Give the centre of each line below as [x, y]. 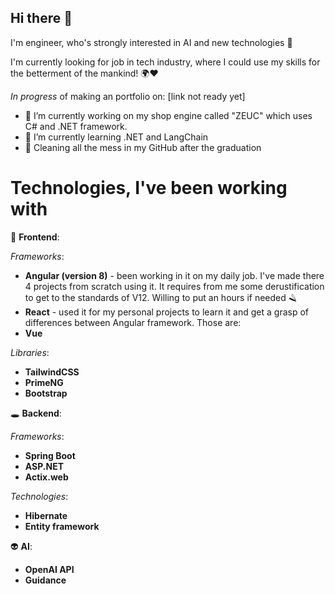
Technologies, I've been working [149, 188]
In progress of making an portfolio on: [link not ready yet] [128, 96]
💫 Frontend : [35, 237]
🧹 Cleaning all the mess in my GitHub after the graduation [143, 147]
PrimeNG [44, 382]
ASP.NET [44, 466]
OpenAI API [49, 569]
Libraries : [30, 352]
